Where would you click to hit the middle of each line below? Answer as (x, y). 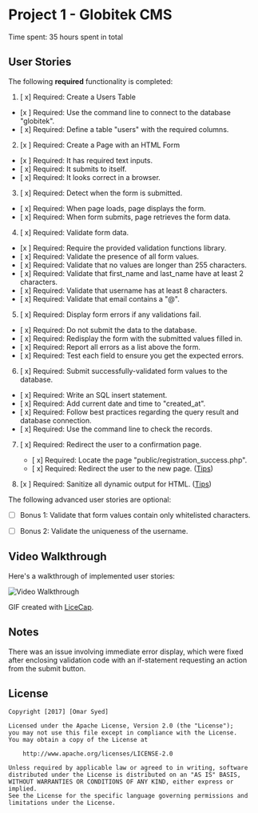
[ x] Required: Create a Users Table (77, 97)
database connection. (56, 420)
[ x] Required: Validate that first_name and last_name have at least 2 (131, 273)
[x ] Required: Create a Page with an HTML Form (100, 145)
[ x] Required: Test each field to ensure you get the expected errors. (132, 355)
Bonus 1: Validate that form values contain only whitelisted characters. (135, 515)
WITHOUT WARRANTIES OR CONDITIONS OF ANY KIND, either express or (121, 782)
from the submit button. (47, 668)
